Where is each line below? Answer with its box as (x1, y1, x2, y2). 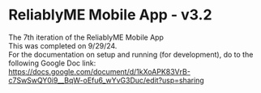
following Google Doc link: (8, 58, 96, 68)
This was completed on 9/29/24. (8, 40, 118, 50)
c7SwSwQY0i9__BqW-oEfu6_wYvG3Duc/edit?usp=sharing (8, 75, 204, 85)
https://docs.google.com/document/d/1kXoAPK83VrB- (8, 66, 190, 76)
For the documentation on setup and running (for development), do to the (8, 49, 254, 59)
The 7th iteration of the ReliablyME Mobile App (8, 32, 165, 42)
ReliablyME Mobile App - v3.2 (8, 6, 212, 24)
